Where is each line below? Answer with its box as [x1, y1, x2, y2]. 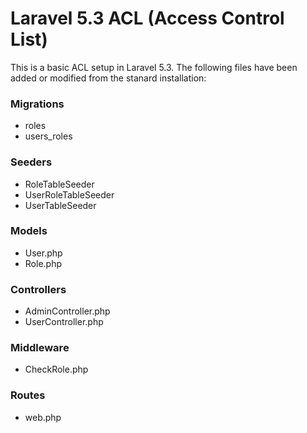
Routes [10, 388, 46, 402]
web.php [24, 411, 62, 423]
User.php [24, 247, 63, 259]
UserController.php [24, 316, 104, 328]
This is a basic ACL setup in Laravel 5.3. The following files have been [10, 61, 298, 73]
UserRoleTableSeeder [24, 188, 115, 201]
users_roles [24, 130, 73, 142]
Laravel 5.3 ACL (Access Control [10, 7, 285, 30]
